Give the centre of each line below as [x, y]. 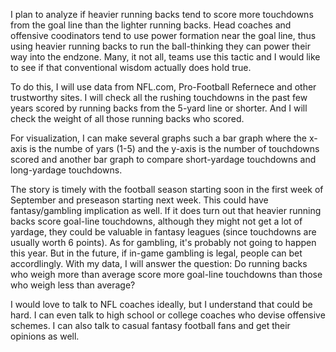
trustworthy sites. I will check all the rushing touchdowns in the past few [159, 97]
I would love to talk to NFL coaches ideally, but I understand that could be [161, 304]
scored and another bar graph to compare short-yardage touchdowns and [163, 159]
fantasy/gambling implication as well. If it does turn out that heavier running [166, 210]
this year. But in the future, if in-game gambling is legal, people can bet [156, 253]
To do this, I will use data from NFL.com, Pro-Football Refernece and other [163, 87]
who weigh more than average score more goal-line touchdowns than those [166, 274]
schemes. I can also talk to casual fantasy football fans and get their [150, 325]
